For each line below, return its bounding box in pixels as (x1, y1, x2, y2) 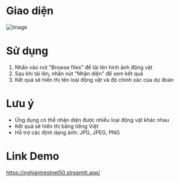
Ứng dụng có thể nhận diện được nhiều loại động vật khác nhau (14, 116, 169, 123)
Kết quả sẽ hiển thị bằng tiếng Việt (14, 123, 99, 130)
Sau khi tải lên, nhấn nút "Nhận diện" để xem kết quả (14, 70, 143, 77)
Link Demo (6, 150, 60, 163)
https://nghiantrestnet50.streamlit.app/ (6, 169, 100, 176)
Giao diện (6, 4, 54, 18)
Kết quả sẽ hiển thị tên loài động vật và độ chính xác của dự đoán (14, 76, 174, 83)
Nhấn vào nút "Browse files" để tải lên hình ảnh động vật (14, 64, 153, 71)
